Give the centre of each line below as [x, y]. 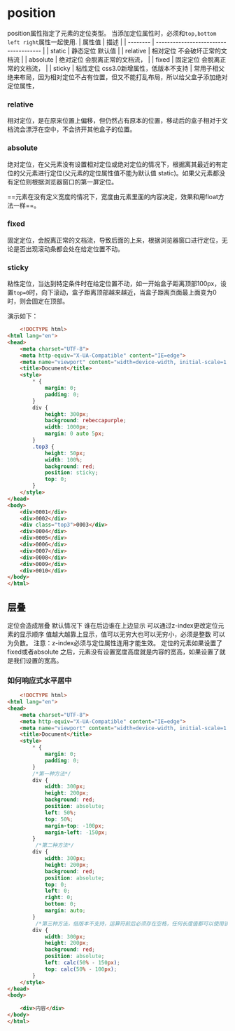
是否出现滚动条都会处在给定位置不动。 [68, 249]
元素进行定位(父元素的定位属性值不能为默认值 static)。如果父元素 [119, 173]
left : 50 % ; [60, 813]
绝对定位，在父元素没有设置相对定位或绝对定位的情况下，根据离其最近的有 [114, 164]
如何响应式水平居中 [40, 680]
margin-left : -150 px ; [76, 833]
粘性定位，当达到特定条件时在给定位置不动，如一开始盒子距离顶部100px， [114, 284]
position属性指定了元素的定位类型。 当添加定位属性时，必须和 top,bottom [112, 33]
